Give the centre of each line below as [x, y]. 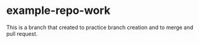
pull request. [22, 33]
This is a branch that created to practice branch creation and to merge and [100, 27]
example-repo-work [58, 11]
